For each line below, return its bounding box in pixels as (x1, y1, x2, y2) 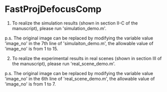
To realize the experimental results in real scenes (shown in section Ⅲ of (12, 55, 162, 61)
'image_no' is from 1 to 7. (5, 81, 56, 87)
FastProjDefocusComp (5, 3, 102, 15)
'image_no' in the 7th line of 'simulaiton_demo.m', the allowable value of (5, 40, 154, 46)
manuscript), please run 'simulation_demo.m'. (12, 25, 107, 31)
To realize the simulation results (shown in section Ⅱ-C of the (12, 20, 138, 26)
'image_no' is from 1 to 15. (5, 45, 58, 51)
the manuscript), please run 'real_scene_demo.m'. (12, 60, 116, 66)
